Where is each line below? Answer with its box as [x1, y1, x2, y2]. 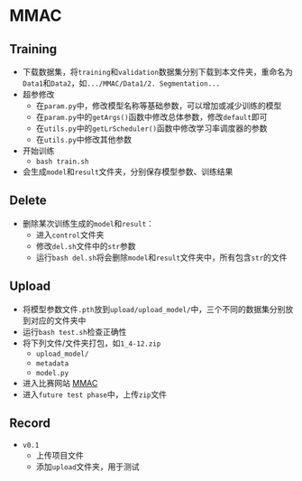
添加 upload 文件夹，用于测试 [35, 461, 140, 472]
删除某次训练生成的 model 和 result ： [22, 217, 155, 228]
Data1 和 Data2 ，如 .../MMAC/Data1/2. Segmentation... [22, 78, 221, 88]
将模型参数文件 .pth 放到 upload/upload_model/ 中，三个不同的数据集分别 [22, 303, 286, 314]
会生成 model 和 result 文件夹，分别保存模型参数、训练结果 [22, 166, 233, 177]
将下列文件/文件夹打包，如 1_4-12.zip [22, 338, 161, 348]
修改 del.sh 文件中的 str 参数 [35, 240, 137, 251]
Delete [9, 193, 47, 208]
